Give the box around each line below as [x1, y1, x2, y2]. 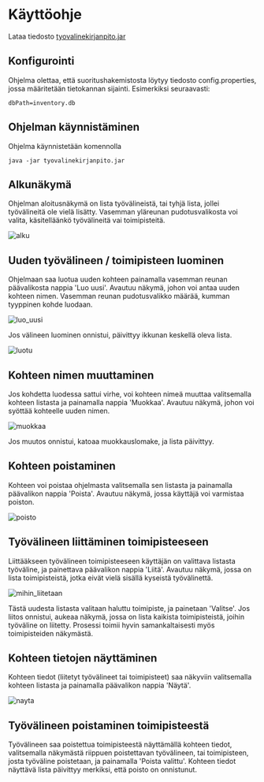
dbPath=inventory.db [8, 99, 76, 107]
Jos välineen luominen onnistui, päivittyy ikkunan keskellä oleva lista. [8, 330, 232, 340]
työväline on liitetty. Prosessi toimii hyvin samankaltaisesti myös [8, 620, 215, 630]
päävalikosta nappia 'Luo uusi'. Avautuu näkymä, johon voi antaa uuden [8, 283, 240, 292]
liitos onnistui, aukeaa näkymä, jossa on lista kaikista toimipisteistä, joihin [8, 612, 245, 621]
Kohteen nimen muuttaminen [8, 368, 154, 382]
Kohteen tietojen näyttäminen [8, 652, 158, 665]
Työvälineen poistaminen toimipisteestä [8, 719, 210, 732]
